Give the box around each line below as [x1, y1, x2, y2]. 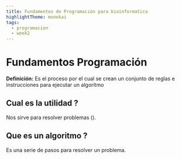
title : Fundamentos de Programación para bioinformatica [6, 8, 148, 15]
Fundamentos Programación [6, 56, 148, 69]
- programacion [11, 25, 49, 31]
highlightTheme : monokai [6, 14, 67, 20]
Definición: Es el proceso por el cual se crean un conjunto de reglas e [6, 75, 175, 82]
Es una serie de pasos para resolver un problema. [6, 146, 126, 153]
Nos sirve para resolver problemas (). [6, 114, 97, 121]
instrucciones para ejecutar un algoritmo [6, 82, 104, 89]
